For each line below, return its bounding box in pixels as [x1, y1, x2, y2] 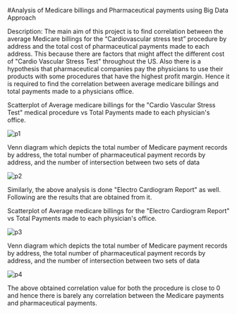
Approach [7, 13, 37, 22]
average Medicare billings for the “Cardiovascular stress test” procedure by [7, 35, 227, 43]
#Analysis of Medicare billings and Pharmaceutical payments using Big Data [7, 6, 229, 14]
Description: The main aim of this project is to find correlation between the [7, 28, 224, 35]
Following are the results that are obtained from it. [7, 193, 152, 201]
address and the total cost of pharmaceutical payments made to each [7, 42, 209, 50]
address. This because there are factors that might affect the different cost [7, 49, 224, 58]
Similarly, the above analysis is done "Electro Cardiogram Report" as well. [7, 186, 221, 193]
